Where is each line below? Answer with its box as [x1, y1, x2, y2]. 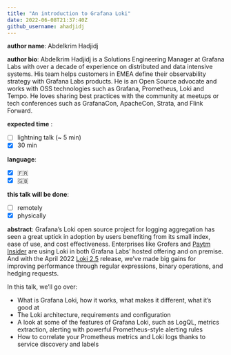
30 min [17, 141, 38, 149]
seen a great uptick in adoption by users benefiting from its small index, [7, 232, 211, 240]
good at [17, 303, 40, 311]
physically [17, 211, 46, 220]
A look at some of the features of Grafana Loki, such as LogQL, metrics [17, 318, 219, 326]
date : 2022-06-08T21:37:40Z [7, 17, 88, 23]
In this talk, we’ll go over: [7, 282, 78, 291]
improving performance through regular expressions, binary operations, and [7, 262, 223, 270]
